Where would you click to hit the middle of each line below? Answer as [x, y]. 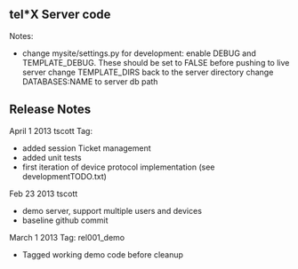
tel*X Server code [60, 15]
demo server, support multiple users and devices [112, 210]
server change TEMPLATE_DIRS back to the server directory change [148, 72]
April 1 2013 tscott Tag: [51, 131]
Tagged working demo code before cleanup [103, 254]
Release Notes [50, 110]
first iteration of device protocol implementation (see [118, 167]
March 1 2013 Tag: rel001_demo [67, 237]
